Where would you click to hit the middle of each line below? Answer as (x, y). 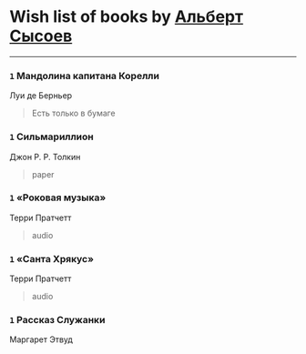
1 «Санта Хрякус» (51, 258)
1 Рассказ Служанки (57, 320)
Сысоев (41, 36)
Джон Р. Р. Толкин (45, 157)
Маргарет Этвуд (41, 339)
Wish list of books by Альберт (127, 17)
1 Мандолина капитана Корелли (84, 76)
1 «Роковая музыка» (58, 197)
